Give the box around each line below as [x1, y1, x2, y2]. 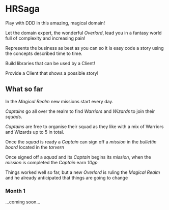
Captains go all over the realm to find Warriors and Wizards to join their [5, 108, 155, 114]
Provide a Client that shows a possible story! [5, 70, 99, 76]
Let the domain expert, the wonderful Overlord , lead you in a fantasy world [5, 29, 162, 36]
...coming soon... [5, 199, 41, 205]
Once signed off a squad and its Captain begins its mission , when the [5, 154, 151, 160]
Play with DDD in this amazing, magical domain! [5, 20, 105, 26]
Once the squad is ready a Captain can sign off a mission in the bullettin [5, 138, 157, 145]
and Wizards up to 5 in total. [5, 129, 65, 135]
